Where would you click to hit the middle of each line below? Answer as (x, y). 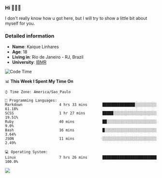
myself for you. (20, 23)
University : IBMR (29, 62)
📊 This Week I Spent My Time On (39, 81)
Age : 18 (20, 52)
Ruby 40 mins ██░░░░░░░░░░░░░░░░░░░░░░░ (81, 121)
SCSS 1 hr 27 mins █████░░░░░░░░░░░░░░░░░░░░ (81, 113)
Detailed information (30, 36)
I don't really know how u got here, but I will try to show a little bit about (76, 18)
